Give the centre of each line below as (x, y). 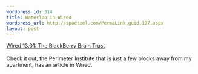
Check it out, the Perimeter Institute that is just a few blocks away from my (99, 58)
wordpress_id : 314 (29, 12)
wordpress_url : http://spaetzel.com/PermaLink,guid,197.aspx (85, 23)
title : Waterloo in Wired (39, 17)
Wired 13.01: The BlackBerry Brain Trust (56, 46)
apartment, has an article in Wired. (49, 65)
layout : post (23, 29)
